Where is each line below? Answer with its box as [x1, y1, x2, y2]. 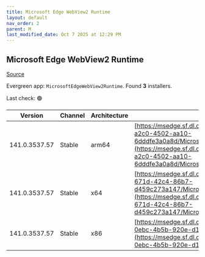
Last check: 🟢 [6, 94, 43, 101]
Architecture [90, 111, 129, 120]
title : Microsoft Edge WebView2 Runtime [6, 9, 111, 15]
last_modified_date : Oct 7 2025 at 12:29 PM [6, 32, 121, 38]
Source [6, 70, 24, 78]
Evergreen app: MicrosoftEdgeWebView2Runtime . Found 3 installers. [6, 82, 173, 89]
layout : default [6, 15, 48, 21]
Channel [60, 111, 85, 120]
